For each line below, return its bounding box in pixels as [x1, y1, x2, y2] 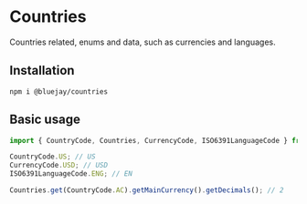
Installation [9, 63, 75, 78]
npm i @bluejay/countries [9, 87, 108, 97]
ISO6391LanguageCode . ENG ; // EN [9, 169, 132, 178]
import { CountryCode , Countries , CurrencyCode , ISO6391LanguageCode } [9, 136, 288, 145]
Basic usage [9, 112, 80, 127]
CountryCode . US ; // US [9, 152, 96, 161]
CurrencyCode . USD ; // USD [9, 161, 108, 170]
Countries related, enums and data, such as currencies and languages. [9, 36, 276, 47]
